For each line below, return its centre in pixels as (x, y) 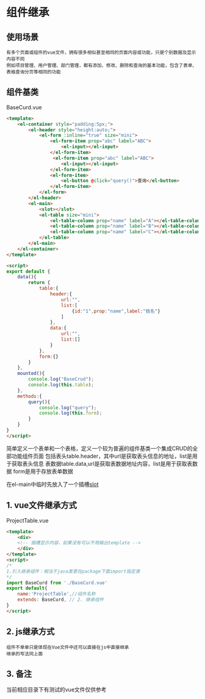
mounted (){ (31, 374)
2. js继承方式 (31, 632)
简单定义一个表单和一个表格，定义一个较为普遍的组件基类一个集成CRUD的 (99, 448)
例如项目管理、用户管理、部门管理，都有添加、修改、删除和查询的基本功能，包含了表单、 (102, 65)
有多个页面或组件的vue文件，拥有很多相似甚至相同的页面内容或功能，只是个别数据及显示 (101, 53)
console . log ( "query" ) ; (68, 407)
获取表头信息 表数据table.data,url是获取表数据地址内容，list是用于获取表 (102, 463)
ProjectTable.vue (27, 520)
